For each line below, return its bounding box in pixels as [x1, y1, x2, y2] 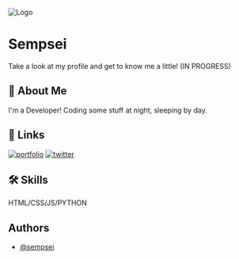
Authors [8, 221, 50, 234]
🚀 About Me [8, 84, 67, 98]
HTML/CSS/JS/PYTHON [8, 198, 87, 208]
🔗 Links [8, 128, 45, 142]
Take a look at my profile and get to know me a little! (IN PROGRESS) [8, 61, 231, 70]
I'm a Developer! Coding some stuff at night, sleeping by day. [8, 105, 207, 115]
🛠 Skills [8, 173, 49, 186]
